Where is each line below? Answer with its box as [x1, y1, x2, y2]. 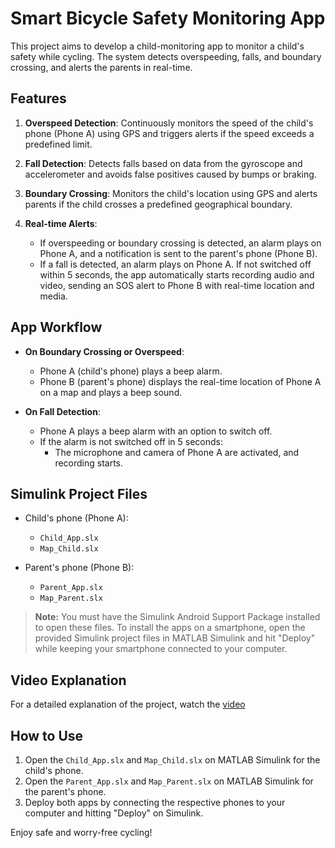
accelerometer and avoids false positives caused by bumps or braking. [24, 168, 317, 180]
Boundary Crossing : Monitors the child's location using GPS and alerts [24, 187, 318, 199]
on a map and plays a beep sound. [39, 386, 183, 398]
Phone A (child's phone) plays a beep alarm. [39, 365, 223, 377]
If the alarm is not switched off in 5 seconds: [39, 435, 223, 447]
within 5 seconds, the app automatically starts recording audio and [39, 268, 315, 281]
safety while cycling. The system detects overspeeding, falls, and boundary [10, 50, 322, 62]
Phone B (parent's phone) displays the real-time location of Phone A [39, 375, 322, 387]
